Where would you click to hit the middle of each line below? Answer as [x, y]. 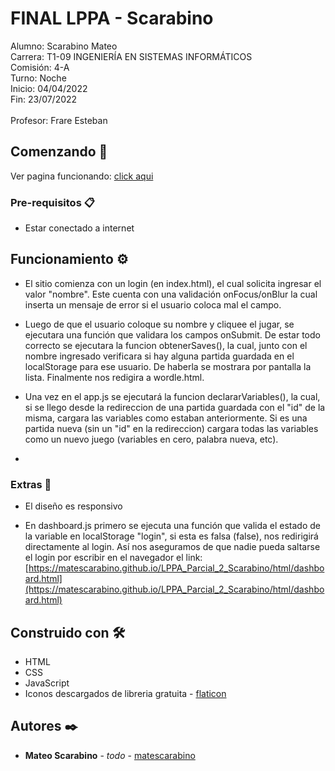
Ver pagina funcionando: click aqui [82, 176]
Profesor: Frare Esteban [59, 120]
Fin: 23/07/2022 [44, 99]
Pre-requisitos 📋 [52, 202]
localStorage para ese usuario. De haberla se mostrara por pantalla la [168, 366]
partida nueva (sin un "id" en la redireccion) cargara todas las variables [171, 428]
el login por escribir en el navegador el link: [113, 558]
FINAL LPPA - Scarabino [112, 18]
